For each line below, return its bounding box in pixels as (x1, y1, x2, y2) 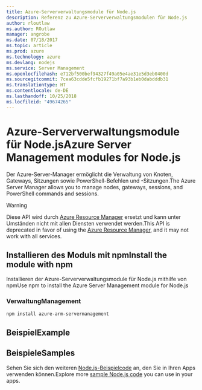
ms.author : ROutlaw (6, 25, 55, 32)
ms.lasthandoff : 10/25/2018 (6, 93, 77, 99)
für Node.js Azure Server (6, 137, 131, 151)
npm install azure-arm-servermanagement (6, 311, 110, 317)
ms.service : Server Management (6, 65, 85, 71)
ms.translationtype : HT (6, 82, 66, 88)
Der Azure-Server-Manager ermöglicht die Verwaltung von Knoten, (6, 171, 173, 178)
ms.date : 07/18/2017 (6, 37, 58, 43)
